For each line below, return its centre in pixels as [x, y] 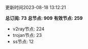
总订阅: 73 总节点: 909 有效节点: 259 [44, 18]
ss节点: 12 [23, 41]
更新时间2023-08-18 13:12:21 [36, 7]
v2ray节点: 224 [28, 29]
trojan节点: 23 [27, 35]
